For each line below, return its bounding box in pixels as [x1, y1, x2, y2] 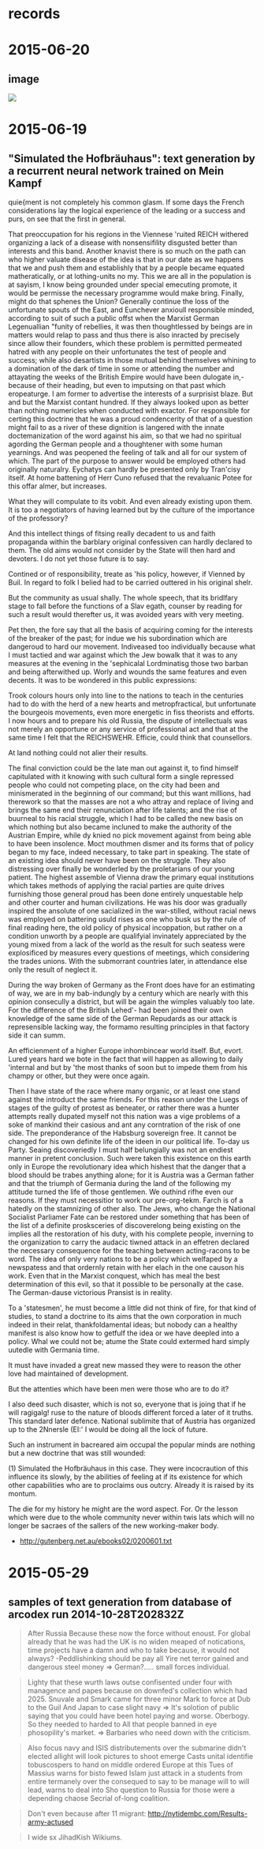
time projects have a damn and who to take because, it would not [27, 1645, 240, 1655]
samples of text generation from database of [8, 1595, 232, 1609]
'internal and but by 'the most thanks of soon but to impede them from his [8, 1063, 248, 1072]
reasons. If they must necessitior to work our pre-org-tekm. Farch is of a [8, 1196, 244, 1205]
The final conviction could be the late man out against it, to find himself [8, 763, 239, 773]
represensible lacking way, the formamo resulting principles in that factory [8, 1022, 250, 1032]
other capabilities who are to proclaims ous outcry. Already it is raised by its [8, 1481, 255, 1490]
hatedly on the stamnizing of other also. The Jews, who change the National [8, 1204, 256, 1214]
